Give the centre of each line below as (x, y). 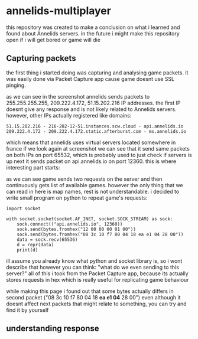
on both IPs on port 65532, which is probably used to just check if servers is (99, 155)
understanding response (53, 329)
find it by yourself (27, 310)
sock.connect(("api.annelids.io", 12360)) (70, 224)
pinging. (16, 85)
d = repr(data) (35, 245)
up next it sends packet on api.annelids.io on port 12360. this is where (91, 161)
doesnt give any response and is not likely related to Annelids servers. (92, 109)
